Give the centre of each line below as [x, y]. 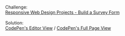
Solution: [14, 23]
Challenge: [16, 7]
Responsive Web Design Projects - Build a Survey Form [62, 12]
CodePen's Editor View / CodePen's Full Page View [58, 28]
